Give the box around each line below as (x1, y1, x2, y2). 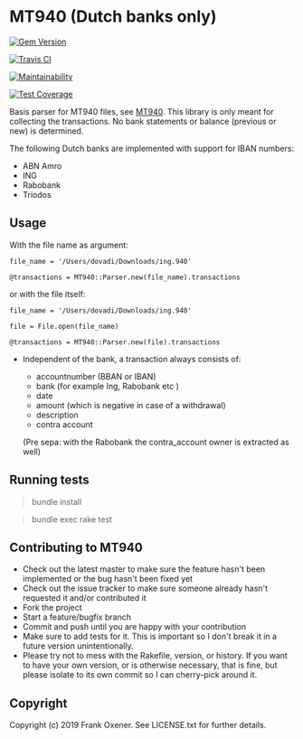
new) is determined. (9, 125, 84, 136)
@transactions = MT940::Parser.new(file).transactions (9, 337, 221, 347)
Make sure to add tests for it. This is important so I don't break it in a (22, 631, 278, 642)
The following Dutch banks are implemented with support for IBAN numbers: (9, 143, 295, 154)
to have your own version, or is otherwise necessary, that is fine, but (22, 659, 278, 670)
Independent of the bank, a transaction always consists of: (22, 353, 241, 364)
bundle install (31, 496, 82, 507)
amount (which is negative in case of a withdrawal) (35, 399, 226, 410)
